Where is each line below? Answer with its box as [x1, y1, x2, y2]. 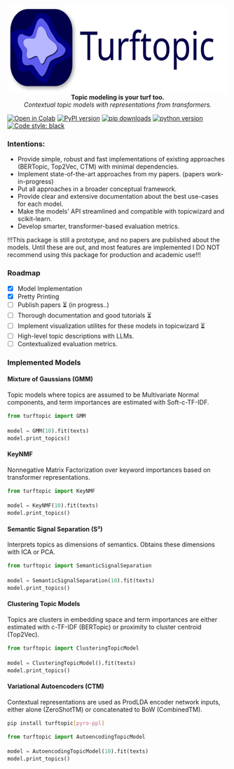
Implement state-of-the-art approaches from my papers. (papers [17, 170, 205, 178]
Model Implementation [17, 284, 83, 293]
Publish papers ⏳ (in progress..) [17, 301, 110, 309]
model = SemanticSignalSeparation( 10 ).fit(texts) [7, 577, 156, 584]
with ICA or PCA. [7, 548, 56, 556]
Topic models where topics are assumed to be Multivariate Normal [7, 390, 200, 399]
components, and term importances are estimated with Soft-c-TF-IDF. [7, 397, 209, 406]
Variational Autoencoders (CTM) [7, 682, 104, 690]
